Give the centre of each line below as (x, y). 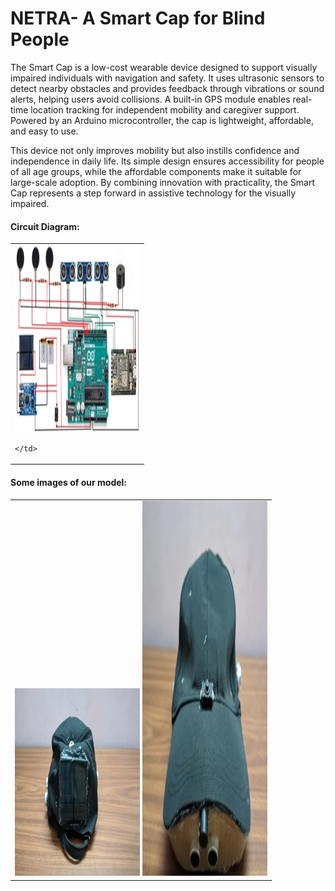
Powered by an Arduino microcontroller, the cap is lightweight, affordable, (162, 120)
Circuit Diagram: (45, 226)
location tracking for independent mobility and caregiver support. (165, 109)
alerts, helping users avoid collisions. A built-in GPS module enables (150, 99)
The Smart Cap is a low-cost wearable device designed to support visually (164, 67)
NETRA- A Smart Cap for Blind (138, 18)
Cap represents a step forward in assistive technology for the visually (153, 193)
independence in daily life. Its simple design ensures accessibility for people (167, 161)
